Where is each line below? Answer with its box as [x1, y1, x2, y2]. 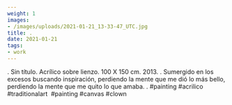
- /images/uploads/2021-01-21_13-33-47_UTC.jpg [7, 23, 148, 30]
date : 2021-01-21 [7, 36, 58, 43]
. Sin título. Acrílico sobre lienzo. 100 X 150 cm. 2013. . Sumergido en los [7, 67, 214, 76]
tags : [7, 42, 23, 49]
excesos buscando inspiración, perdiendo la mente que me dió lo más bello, [7, 75, 226, 83]
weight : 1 [7, 10, 36, 17]
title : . [7, 29, 33, 37]
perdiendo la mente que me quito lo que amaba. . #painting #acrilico [7, 82, 203, 90]
